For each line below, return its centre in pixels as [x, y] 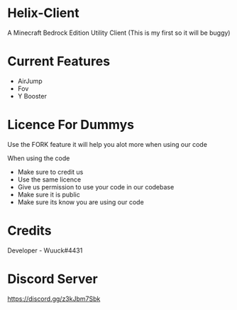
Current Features [59, 61]
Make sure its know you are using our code [81, 202]
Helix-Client [43, 13]
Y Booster [32, 96]
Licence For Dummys [71, 125]
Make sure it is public [49, 194]
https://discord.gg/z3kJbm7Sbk [54, 299]
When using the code [39, 158]
